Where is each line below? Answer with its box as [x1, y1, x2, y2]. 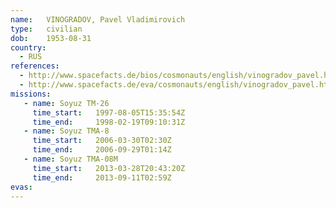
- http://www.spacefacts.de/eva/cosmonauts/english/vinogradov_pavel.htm [19, 80, 333, 90]
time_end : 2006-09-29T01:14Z [32, 145, 172, 155]
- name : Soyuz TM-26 [23, 98, 110, 108]
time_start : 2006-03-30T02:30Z [32, 136, 172, 146]
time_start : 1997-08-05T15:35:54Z [32, 107, 186, 118]
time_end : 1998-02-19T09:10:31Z [32, 117, 186, 127]
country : [10, 42, 47, 53]
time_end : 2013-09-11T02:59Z [32, 172, 172, 183]
